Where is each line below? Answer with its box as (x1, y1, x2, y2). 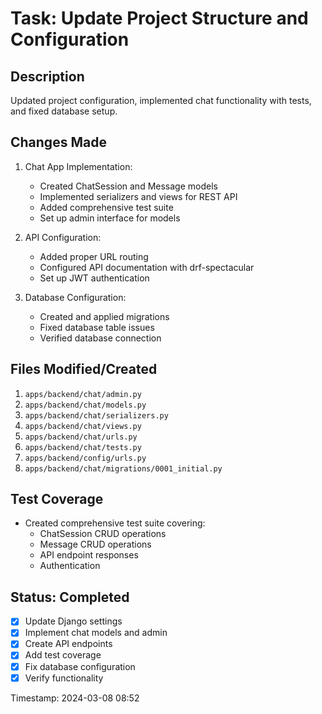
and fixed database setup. (10, 105, 118, 117)
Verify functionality (24, 672, 104, 684)
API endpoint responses (39, 549, 139, 561)
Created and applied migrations (39, 310, 170, 322)
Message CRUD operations (39, 538, 152, 551)
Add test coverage (24, 649, 102, 661)
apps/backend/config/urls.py (24, 453, 147, 463)
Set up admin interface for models (39, 212, 181, 224)
